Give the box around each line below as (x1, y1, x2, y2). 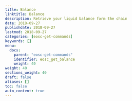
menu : (5, 43, 16, 48)
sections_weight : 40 (5, 70, 47, 75)
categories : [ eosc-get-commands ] (5, 34, 73, 39)
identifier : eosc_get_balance (14, 57, 75, 62)
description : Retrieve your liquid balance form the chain (5, 16, 128, 21)
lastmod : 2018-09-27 (5, 30, 47, 34)
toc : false (5, 84, 27, 89)
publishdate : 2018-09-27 (5, 25, 56, 30)
